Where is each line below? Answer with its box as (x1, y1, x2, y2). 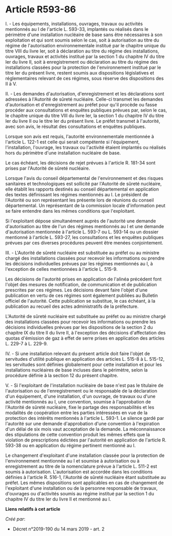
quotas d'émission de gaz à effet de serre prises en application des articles (5, 335, 165, 341)
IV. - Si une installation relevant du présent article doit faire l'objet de (5, 350, 150, 357)
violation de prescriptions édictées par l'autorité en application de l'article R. (5, 437, 167, 443)
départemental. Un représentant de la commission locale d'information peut (5, 202, 166, 209)
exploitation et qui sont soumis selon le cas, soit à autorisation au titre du (5, 37, 159, 43)
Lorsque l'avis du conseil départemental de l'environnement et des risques (5, 175, 163, 181)
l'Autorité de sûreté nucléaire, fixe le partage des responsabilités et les (5, 404, 155, 410)
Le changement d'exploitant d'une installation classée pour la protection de (5, 452, 165, 458)
